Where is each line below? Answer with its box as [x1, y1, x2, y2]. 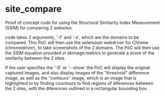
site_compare [5, 3, 62, 15]
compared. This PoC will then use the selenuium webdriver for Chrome [5, 39, 149, 45]
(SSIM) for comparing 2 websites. [5, 24, 73, 30]
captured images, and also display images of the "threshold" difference [5, 70, 150, 75]
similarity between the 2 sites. [5, 55, 66, 61]
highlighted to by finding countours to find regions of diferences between [5, 80, 154, 86]
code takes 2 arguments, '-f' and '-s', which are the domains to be [5, 34, 139, 40]
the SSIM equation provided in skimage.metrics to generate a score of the [5, 50, 155, 56]
